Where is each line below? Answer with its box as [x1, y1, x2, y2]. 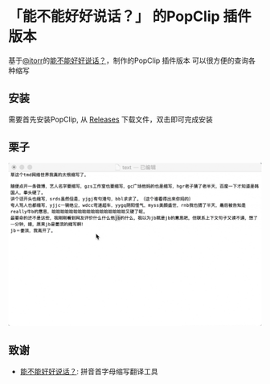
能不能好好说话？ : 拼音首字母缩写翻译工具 [19, 366, 158, 376]
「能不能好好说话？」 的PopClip [8, 7, 220, 26]
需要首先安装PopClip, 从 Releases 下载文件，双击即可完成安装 [8, 114, 213, 124]
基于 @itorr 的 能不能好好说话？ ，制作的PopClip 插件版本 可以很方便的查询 [8, 56, 249, 65]
